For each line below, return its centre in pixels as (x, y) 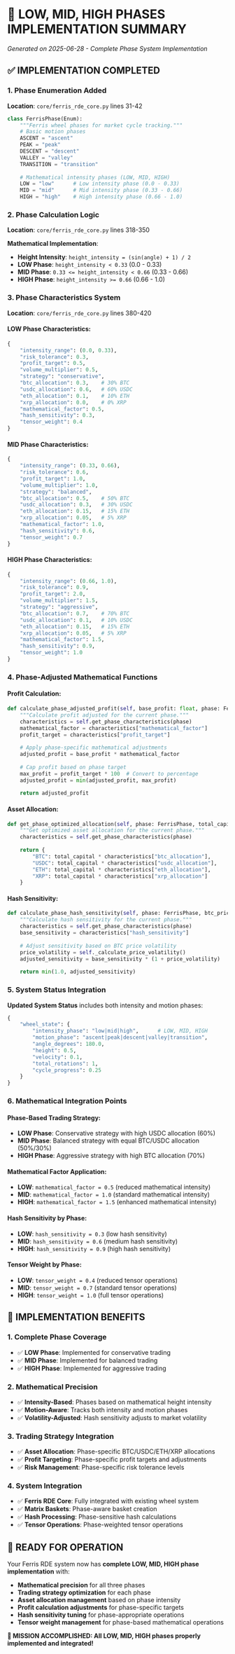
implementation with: (38, 1571)
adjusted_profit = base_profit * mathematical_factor (100, 754)
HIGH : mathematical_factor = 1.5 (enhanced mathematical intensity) (117, 1202)
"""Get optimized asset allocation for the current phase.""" (112, 831)
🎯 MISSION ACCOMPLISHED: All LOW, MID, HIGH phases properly (104, 1636)
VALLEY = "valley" (47, 158)
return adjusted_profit (55, 793)
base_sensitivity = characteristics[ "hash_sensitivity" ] (105, 933)
